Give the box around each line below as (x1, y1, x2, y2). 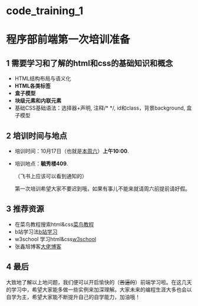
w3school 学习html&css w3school (14, 235, 96, 242)
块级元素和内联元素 (14, 97, 62, 104)
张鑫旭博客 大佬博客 (14, 243, 62, 250)
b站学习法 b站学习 (14, 228, 58, 235)
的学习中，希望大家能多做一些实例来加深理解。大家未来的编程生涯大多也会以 (6, 286, 192, 293)
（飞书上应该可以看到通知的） (14, 173, 87, 179)
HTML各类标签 (14, 83, 51, 90)
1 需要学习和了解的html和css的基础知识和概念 (6, 58, 173, 68)
